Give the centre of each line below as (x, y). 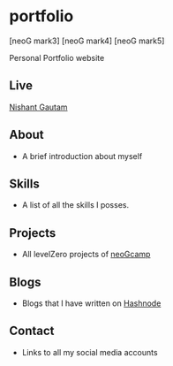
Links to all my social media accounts (90, 352)
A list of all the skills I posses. (75, 205)
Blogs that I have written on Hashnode (91, 303)
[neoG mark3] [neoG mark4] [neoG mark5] (87, 41)
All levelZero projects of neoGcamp (86, 255)
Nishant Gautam (38, 107)
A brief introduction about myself (82, 156)
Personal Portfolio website (57, 57)
